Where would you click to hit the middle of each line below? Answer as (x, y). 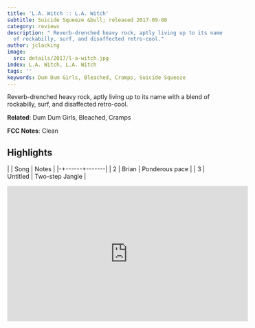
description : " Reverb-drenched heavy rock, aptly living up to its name (115, 33)
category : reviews (33, 26)
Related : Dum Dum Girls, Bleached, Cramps (69, 118)
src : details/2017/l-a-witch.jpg (61, 58)
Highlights (30, 152)
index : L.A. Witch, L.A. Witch (52, 65)
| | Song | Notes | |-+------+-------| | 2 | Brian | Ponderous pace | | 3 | (106, 169)
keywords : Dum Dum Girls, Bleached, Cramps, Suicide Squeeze (97, 77)
